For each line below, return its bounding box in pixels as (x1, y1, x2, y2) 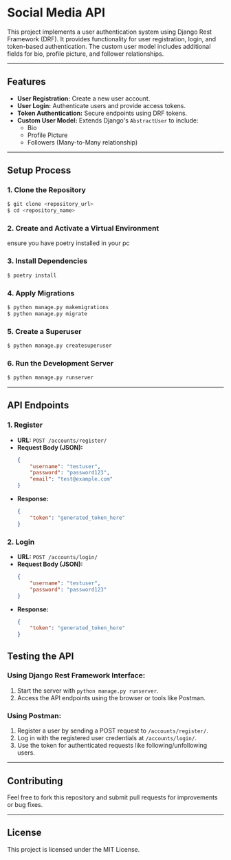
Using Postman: (7, 711, 62, 720)
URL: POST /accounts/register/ (16, 436, 107, 444)
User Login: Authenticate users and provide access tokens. (16, 101, 186, 109)
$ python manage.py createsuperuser (7, 342, 112, 349)
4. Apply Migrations (7, 288, 75, 297)
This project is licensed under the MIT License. (7, 845, 140, 853)
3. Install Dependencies (7, 256, 88, 266)
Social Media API (7, 5, 105, 21)
